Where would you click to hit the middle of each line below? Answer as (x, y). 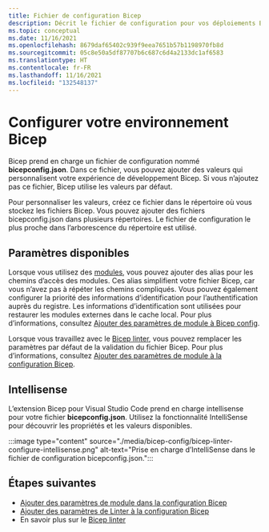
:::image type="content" (48, 442)
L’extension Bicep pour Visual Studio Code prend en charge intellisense (126, 409)
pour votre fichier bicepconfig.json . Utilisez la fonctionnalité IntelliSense (128, 418)
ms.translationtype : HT (48, 61)
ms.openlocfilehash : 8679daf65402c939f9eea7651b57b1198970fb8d (116, 46)
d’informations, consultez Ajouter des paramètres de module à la (115, 356)
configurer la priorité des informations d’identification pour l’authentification (133, 298)
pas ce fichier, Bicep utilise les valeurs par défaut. (90, 187)
